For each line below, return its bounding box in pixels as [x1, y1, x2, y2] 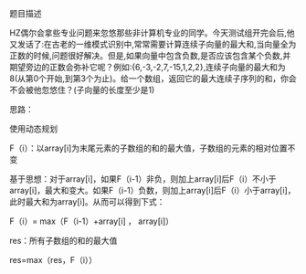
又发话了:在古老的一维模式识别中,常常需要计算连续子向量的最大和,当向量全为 [9, 39, 297, 49]
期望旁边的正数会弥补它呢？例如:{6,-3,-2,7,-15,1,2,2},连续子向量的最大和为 [9, 62, 286, 72]
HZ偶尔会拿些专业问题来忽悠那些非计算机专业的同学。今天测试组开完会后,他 [9, 27, 295, 38]
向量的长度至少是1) [84, 85, 155, 95]
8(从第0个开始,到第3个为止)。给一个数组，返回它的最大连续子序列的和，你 [9, 73, 290, 84]
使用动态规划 [9, 123, 58, 134]
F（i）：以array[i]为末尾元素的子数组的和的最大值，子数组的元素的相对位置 [9, 142, 288, 153]
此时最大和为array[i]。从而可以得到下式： [9, 196, 165, 207]
